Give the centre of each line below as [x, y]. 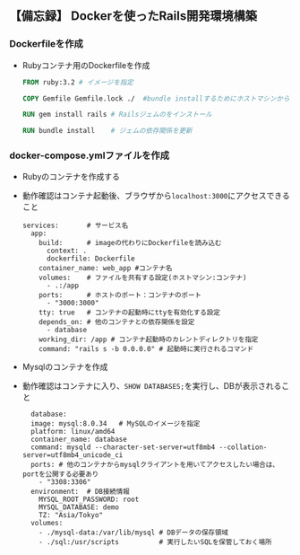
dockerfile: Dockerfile [91, 259]
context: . [67, 251]
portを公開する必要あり [60, 474]
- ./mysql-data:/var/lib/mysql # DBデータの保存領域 [133, 533]
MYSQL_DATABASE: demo [79, 507]
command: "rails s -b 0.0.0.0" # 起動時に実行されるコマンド [146, 349]
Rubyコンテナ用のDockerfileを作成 [86, 65]
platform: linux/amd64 [73, 432]
